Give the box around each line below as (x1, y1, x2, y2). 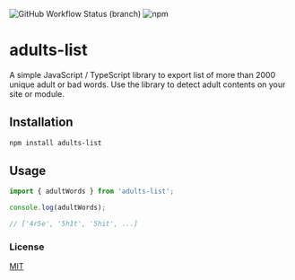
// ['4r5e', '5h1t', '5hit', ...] (9, 220, 139, 229)
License (9, 241, 45, 253)
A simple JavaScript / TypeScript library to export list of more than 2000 (9, 69, 276, 80)
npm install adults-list (9, 138, 102, 147)
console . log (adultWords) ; (9, 203, 106, 213)
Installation (9, 115, 74, 130)
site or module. (9, 88, 65, 99)
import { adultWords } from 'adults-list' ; (9, 187, 175, 197)
